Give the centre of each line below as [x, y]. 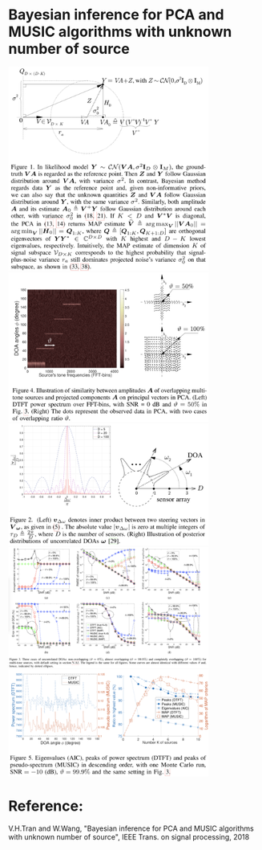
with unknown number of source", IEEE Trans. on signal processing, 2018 [129, 837]
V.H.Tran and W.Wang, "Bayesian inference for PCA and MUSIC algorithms [131, 828]
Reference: [46, 806]
